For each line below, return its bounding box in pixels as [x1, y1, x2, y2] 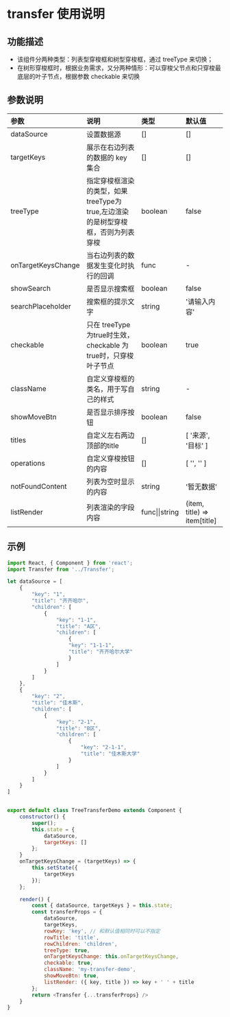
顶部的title [86, 440, 120, 450]
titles [10, 435, 26, 444]
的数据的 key [86, 152, 128, 162]
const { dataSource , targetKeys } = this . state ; [31, 902, 173, 909]
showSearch [10, 283, 51, 293]
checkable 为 [86, 340, 129, 350]
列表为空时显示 [86, 477, 135, 486]
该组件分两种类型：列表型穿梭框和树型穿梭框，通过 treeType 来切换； [16, 56, 214, 63]
